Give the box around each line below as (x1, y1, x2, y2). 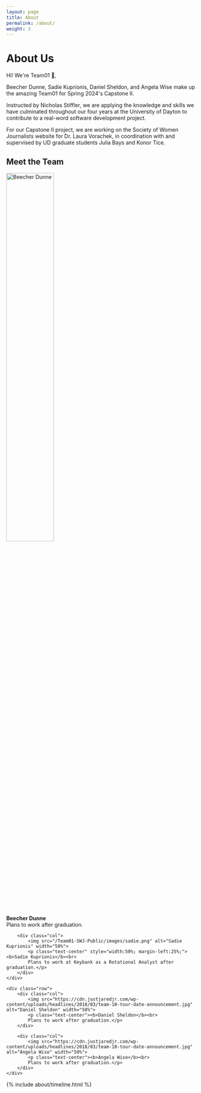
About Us (6, 52, 54, 65)
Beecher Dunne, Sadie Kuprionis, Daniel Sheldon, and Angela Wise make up (6, 83, 195, 91)
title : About (6, 15, 39, 21)
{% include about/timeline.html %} (6, 1081, 92, 1088)
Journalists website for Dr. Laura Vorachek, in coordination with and (6, 132, 175, 140)
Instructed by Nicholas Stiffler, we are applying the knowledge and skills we (6, 102, 194, 109)
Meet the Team (6, 157, 64, 167)
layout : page (6, 8, 39, 15)
